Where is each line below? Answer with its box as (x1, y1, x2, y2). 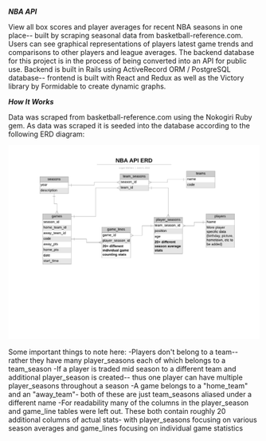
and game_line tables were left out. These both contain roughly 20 (8, 407, 226, 416)
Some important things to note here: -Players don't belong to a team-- (8, 347, 239, 357)
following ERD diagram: (8, 129, 85, 139)
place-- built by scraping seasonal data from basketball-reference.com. (8, 31, 244, 40)
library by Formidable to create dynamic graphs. (8, 81, 166, 91)
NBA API (8, 7, 37, 16)
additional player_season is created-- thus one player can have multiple (8, 372, 243, 382)
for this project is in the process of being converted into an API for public (8, 56, 247, 65)
